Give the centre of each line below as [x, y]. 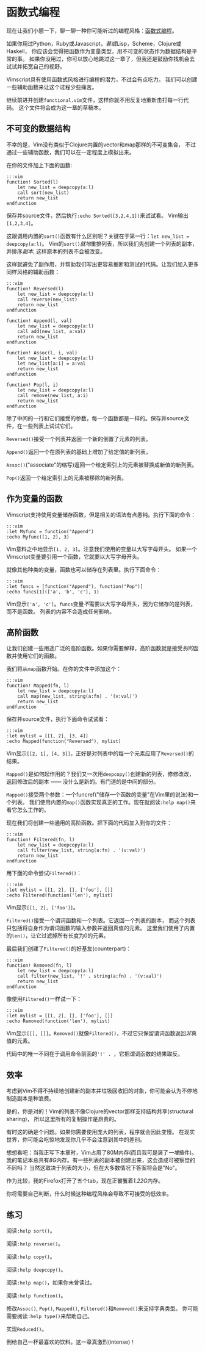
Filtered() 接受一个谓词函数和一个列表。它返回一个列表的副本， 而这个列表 [101, 920]
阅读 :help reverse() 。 [35, 1244]
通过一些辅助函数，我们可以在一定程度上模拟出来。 [70, 152]
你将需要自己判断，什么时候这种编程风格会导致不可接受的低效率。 [89, 1194]
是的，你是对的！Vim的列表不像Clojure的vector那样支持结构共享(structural [100, 1111]
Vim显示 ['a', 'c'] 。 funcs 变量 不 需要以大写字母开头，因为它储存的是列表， [101, 604]
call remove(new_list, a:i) [53, 395]
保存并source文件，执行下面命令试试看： [58, 719]
